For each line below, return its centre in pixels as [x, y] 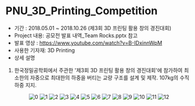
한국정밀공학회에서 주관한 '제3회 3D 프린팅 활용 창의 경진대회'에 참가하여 [98, 70]
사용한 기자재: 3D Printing [44, 50]
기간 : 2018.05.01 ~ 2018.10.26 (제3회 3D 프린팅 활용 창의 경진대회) [92, 28]
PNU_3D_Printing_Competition [82, 11]
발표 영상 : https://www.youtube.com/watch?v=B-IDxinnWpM [88, 43]
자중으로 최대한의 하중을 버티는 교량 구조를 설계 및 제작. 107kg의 [104, 78]
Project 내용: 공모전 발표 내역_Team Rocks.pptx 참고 [76, 35]
